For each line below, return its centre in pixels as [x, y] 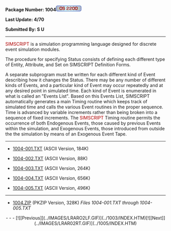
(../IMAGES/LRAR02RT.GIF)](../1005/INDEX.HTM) [85, 223]
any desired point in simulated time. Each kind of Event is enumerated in [81, 91]
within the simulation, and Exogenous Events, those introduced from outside [85, 128]
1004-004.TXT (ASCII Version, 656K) [51, 178]
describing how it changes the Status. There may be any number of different [85, 80]
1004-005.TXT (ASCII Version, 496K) [51, 188]
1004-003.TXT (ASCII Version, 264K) [51, 168]
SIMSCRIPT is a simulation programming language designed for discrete [81, 44]
